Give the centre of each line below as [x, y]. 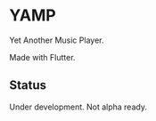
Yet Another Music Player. [57, 40]
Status [28, 85]
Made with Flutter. [42, 57]
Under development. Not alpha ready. [78, 107]
